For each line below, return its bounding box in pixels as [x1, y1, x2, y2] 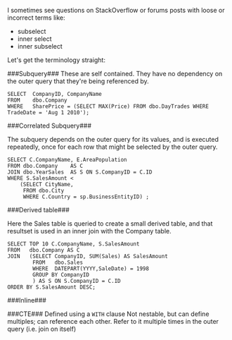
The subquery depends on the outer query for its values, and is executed [7, 135, 219, 143]
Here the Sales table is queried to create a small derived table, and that [7, 219, 213, 228]
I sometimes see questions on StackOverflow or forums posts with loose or [7, 6, 225, 14]
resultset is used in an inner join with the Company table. [7, 227, 172, 235]
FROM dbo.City [22, 187, 65, 194]
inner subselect [17, 42, 63, 50]
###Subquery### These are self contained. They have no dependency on [7, 70, 223, 78]
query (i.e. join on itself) [7, 324, 77, 333]
